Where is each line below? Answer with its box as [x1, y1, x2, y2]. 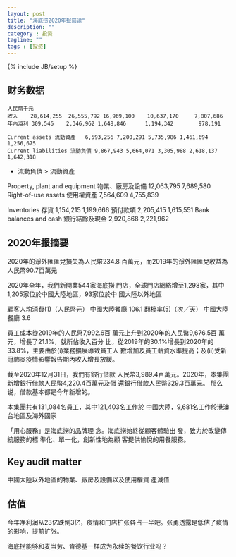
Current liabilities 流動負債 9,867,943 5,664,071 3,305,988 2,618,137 [7, 147, 218, 154]
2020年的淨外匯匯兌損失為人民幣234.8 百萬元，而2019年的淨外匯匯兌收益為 [7, 257, 228, 265]
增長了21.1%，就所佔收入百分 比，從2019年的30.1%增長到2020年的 [19, 337, 214, 345]
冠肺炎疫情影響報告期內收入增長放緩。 [7, 355, 118, 363]
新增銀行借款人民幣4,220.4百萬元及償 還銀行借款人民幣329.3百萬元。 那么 [7, 379, 223, 387]
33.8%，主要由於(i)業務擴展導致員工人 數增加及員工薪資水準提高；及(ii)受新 [7, 346, 227, 355]
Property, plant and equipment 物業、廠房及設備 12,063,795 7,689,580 [7, 181, 211, 190]
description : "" [7, 23, 55, 30]
